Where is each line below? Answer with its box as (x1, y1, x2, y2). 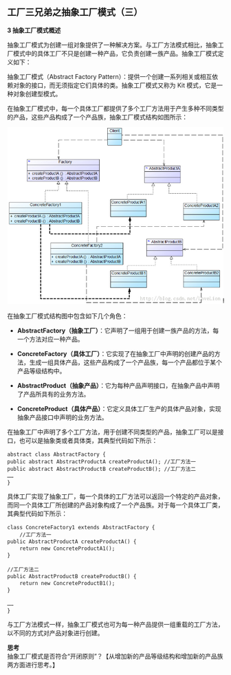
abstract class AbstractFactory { (7, 451, 107, 458)
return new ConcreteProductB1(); (19, 580, 115, 587)
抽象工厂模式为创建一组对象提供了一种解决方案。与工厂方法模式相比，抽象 (7, 41, 218, 49)
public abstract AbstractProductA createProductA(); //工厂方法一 (7, 458, 196, 465)
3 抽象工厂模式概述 (7, 26, 61, 34)
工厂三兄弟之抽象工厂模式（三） (7, 6, 143, 19)
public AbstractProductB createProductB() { (7, 573, 137, 580)
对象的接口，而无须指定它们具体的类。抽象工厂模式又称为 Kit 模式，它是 (12, 81, 217, 89)
